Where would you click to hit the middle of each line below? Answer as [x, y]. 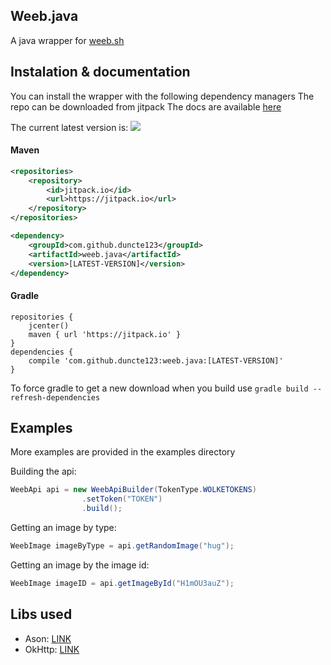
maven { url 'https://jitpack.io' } [105, 334]
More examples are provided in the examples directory [123, 452]
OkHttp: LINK [52, 649]
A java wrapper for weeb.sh [67, 40]
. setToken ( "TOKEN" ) [122, 499]
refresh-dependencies [55, 397]
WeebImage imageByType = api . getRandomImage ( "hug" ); [122, 546]
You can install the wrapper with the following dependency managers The [162, 96]
